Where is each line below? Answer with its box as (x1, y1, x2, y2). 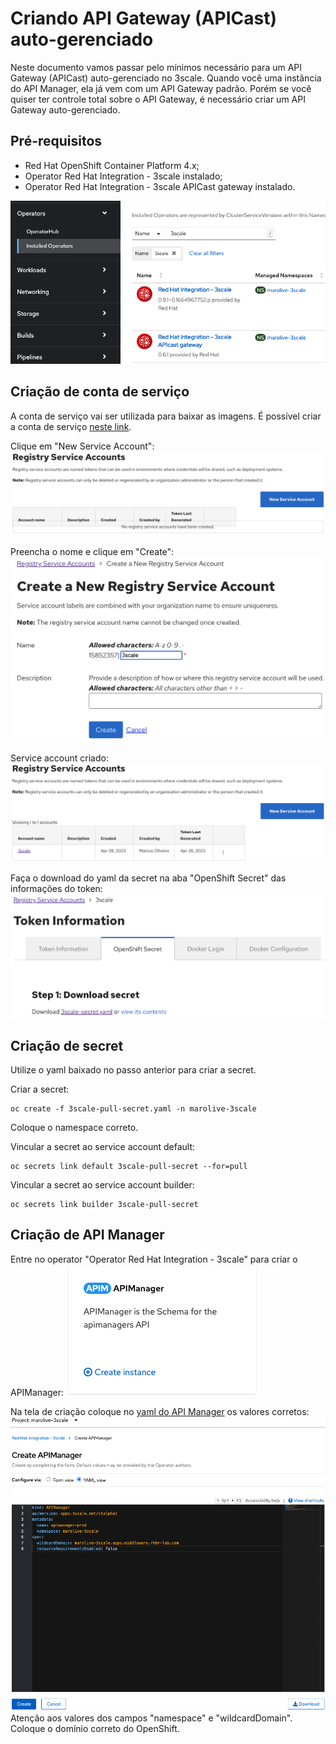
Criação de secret (10, 1037, 124, 1054)
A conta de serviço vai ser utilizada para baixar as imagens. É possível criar (10, 410, 322, 422)
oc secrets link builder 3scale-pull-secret (10, 1200, 199, 1210)
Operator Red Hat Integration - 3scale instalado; (24, 170, 223, 182)
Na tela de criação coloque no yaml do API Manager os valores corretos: (10, 1405, 310, 1417)
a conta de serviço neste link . (10, 420, 132, 432)
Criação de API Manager (10, 1227, 165, 1244)
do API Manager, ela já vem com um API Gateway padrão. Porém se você (10, 82, 312, 94)
